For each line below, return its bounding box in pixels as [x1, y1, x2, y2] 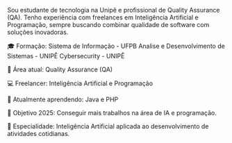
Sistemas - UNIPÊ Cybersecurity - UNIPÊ [7, 52, 125, 60]
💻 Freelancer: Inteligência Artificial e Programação [7, 79, 154, 87]
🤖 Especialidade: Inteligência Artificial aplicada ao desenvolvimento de [7, 122, 209, 131]
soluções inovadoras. [7, 28, 69, 36]
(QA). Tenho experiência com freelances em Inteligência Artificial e [7, 13, 199, 22]
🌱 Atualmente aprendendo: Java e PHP [7, 95, 119, 103]
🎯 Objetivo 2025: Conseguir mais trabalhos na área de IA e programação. [7, 109, 217, 117]
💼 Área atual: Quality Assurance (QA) [7, 65, 113, 74]
